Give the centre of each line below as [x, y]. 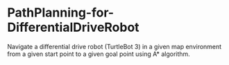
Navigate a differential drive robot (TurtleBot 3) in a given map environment [114, 46]
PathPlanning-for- [61, 13]
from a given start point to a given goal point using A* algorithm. [99, 54]
